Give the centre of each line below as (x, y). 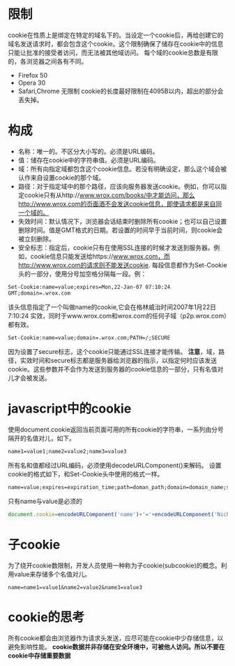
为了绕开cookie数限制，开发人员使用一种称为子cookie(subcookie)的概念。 (115, 565)
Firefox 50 (33, 75)
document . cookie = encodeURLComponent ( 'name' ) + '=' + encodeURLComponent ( (111, 514)
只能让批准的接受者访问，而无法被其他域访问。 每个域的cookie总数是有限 (113, 52)
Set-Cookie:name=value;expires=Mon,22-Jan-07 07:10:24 (89, 287)
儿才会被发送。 (29, 378)
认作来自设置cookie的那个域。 (61, 177)
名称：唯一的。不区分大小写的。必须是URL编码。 (88, 151)
